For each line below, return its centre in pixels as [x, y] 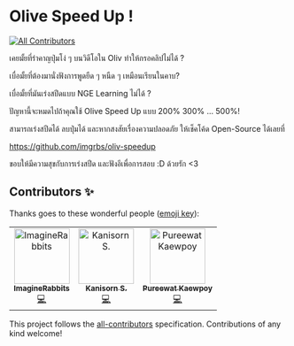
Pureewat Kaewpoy [178, 288]
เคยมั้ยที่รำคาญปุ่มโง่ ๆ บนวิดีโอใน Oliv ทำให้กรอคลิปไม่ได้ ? [97, 58]
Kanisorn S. [106, 288]
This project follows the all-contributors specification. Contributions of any [145, 324]
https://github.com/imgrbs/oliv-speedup [83, 146]
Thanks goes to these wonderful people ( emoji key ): [104, 213]
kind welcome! [36, 333]
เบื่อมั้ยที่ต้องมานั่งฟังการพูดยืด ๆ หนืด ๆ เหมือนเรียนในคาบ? [94, 75]
